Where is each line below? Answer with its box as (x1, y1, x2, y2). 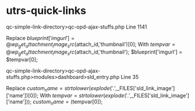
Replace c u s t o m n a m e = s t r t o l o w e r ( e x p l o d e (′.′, (6, 84, 117, 93)
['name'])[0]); (6, 92, 39, 99)
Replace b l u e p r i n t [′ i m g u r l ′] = (6, 34, 75, 41)
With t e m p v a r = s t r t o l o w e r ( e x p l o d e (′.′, (40, 92, 132, 99)
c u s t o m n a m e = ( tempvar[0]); (33, 98, 103, 107)
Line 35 (120, 73, 139, 80)
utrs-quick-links (6, 4, 86, 17)
